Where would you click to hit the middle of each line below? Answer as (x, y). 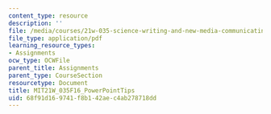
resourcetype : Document (48, 83)
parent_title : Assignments (54, 68)
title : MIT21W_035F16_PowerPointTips (72, 90)
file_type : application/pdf (56, 38)
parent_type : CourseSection (56, 75)
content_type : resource (48, 16)
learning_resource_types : (52, 46)
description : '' (35, 23)
